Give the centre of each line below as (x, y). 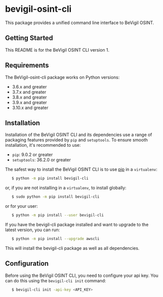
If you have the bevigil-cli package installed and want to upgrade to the (77, 225)
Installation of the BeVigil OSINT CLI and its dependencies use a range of (79, 135)
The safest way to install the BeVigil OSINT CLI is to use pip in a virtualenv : (81, 169)
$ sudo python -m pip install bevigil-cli (55, 197)
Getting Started (29, 38)
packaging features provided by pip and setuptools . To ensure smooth (77, 140)
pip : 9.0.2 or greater (32, 155)
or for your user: (22, 206)
